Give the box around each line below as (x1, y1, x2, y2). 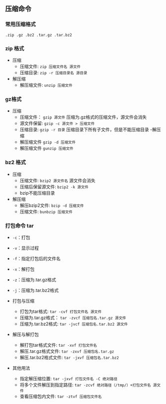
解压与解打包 (12, 331, 39, 337)
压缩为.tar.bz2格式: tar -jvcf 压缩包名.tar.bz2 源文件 (19, 320, 128, 327)
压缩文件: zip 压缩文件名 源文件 (19, 63, 81, 69)
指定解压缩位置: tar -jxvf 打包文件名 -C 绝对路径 (19, 375, 118, 382)
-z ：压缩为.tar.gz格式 (12, 277, 56, 283)
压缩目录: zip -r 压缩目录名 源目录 (19, 69, 87, 76)
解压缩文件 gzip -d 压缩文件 (19, 139, 76, 145)
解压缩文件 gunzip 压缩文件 (19, 145, 74, 151)
